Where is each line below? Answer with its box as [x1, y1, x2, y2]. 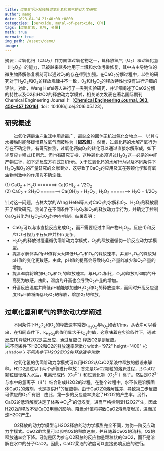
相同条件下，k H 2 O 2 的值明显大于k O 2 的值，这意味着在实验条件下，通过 [18, 330, 156, 337]
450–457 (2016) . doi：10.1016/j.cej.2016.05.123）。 [5, 103, 106, 109]
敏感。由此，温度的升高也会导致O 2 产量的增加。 [25, 277, 121, 284]
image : [5, 43, 19, 48]
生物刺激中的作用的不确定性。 [5, 172, 65, 178]
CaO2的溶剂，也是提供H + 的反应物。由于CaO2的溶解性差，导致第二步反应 [9, 385, 158, 392]
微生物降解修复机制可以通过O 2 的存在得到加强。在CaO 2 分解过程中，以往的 [5, 71, 154, 78]
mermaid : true [5, 35, 34, 39]
